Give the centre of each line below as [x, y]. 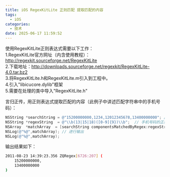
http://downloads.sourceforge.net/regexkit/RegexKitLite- [91, 67]
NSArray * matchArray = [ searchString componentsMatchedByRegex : [77, 127]
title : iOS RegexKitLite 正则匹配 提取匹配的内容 [54, 10]
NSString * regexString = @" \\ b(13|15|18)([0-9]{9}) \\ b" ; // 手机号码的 [83, 122]
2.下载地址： [18, 67]
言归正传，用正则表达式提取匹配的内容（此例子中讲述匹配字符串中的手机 [80, 101]
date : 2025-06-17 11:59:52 [34, 33]
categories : [18, 24]
